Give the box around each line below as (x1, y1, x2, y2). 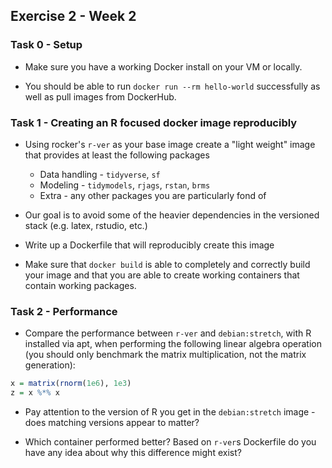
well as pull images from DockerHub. (24, 90, 177, 103)
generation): (24, 359, 76, 371)
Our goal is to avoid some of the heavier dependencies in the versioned (24, 209, 320, 221)
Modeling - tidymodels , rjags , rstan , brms (39, 179, 211, 191)
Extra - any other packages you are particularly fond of (39, 189, 267, 201)
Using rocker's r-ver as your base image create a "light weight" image (24, 138, 316, 150)
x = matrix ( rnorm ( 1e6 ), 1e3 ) (10, 379, 132, 389)
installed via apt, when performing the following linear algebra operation (24, 338, 322, 350)
